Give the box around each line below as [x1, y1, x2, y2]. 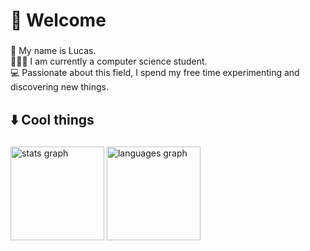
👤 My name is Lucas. [10, 45, 97, 57]
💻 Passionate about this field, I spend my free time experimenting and [10, 67, 300, 79]
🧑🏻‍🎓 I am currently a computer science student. [10, 55, 208, 68]
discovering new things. [10, 81, 109, 93]
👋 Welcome [10, 9, 107, 32]
